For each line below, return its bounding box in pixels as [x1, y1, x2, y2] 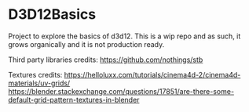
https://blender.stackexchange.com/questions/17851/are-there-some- [8, 86, 234, 96]
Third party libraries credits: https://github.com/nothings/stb [8, 55, 203, 64]
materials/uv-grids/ [8, 78, 71, 88]
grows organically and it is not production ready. [8, 39, 165, 49]
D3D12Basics [8, 5, 97, 23]
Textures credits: [8, 70, 63, 79]
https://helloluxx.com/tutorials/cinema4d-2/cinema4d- [64, 70, 241, 79]
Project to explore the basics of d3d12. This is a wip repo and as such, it [8, 31, 241, 41]
